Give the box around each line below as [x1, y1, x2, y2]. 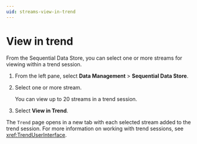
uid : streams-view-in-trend [6, 8, 76, 15]
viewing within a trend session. [6, 60, 82, 68]
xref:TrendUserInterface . [6, 131, 67, 138]
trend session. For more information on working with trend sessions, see [6, 125, 184, 132]
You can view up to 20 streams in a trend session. [14, 95, 137, 102]
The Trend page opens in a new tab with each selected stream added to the [6, 118, 192, 125]
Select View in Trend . [14, 107, 68, 114]
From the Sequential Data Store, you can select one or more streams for [6, 54, 183, 62]
